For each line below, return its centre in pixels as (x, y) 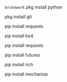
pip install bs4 (19, 36)
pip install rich (19, 64)
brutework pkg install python (33, 7)
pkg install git (18, 17)
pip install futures (22, 55)
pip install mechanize (26, 74)
